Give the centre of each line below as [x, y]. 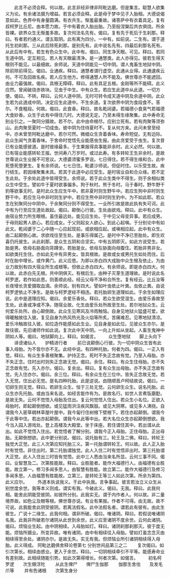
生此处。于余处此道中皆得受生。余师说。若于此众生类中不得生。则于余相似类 [85, 178]
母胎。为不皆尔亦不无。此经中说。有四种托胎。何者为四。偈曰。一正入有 [89, 349]
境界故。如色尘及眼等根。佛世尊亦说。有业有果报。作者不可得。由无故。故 [83, 501]
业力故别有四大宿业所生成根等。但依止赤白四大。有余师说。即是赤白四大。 [83, 267]
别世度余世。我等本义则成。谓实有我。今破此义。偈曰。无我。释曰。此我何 [83, 488]
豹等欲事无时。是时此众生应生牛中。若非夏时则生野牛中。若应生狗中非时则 [83, 191]
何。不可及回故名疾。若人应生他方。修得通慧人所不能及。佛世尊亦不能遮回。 [85, 77]
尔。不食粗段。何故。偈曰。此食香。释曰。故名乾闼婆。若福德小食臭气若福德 [85, 109]
